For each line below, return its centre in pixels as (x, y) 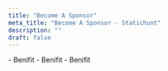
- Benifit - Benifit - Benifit (50, 60)
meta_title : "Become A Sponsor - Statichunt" (84, 23)
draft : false (30, 37)
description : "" (35, 30)
